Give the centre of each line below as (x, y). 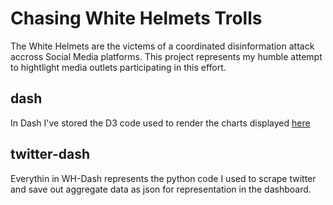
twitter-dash (50, 154)
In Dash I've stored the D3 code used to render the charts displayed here (160, 123)
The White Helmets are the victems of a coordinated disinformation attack (162, 46)
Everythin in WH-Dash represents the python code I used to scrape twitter (163, 178)
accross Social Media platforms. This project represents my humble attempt (166, 56)
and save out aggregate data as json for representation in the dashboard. (161, 189)
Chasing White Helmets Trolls (136, 18)
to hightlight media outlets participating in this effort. (118, 67)
